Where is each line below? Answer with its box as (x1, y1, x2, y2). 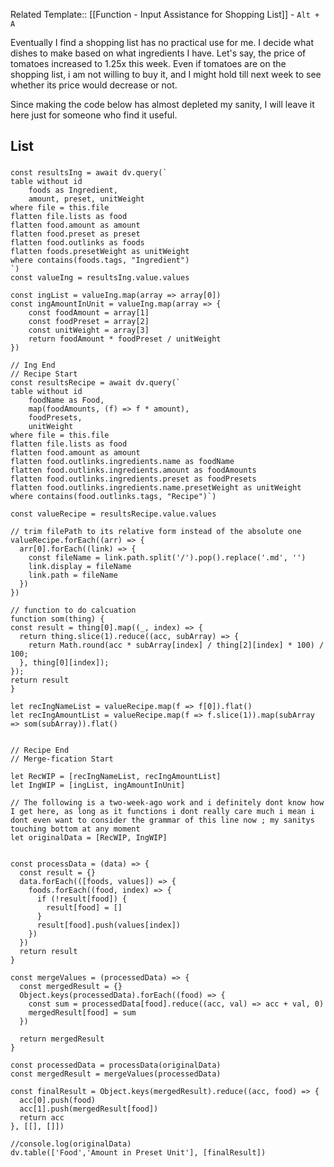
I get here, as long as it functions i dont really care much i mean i (10, 807, 315, 817)
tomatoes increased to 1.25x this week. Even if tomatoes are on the (10, 58, 287, 69)
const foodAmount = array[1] (28, 308, 150, 318)
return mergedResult (19, 1034, 105, 1044)
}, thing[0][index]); (19, 658, 110, 668)
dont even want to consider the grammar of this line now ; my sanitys (10, 815, 315, 826)
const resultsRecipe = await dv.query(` (10, 378, 182, 388)
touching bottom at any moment (10, 824, 141, 834)
